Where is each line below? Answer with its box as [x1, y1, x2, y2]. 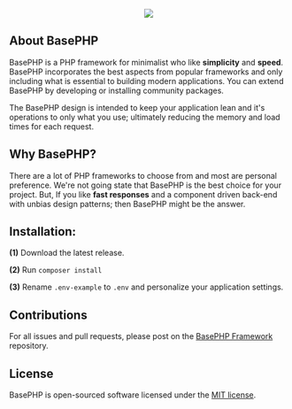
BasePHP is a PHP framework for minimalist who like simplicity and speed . [9, 57, 284, 67]
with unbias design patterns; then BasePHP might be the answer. [9, 198, 246, 209]
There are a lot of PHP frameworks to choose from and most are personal [9, 170, 277, 181]
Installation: [9, 224, 77, 239]
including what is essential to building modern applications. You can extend [9, 75, 284, 86]
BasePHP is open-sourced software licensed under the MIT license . [9, 390, 257, 400]
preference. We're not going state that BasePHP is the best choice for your [9, 180, 281, 190]
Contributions [9, 307, 88, 322]
